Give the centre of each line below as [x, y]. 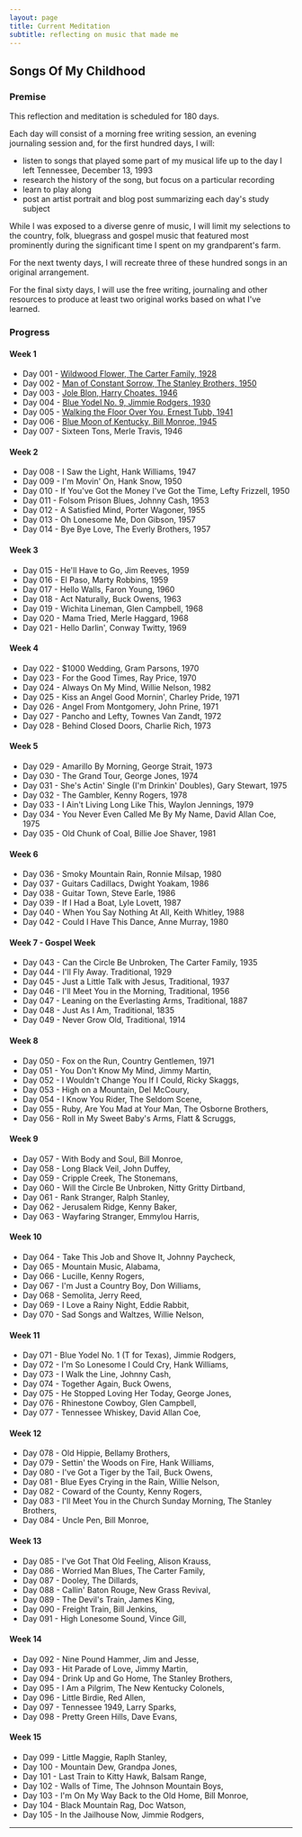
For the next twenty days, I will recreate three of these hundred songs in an [148, 263]
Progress [30, 332]
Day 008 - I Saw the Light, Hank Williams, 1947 [109, 472]
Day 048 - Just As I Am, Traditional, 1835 [98, 1010]
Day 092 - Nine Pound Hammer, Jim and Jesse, [111, 1659]
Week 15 [26, 1737]
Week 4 [24, 648]
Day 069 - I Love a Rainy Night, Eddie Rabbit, [106, 1305]
